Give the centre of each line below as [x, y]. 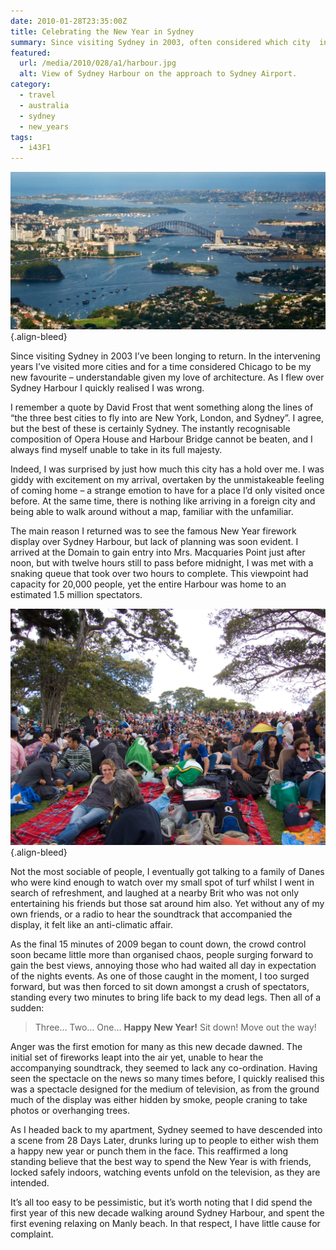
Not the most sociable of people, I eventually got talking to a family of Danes [167, 872]
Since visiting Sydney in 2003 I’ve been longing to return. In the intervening [165, 356]
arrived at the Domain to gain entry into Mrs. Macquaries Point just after [158, 552]
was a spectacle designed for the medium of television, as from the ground [165, 1089]
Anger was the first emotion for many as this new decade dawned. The [156, 1047]
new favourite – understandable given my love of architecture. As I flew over [167, 377]
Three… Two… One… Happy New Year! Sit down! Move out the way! [175, 1027]
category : [31, 85]
